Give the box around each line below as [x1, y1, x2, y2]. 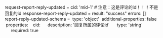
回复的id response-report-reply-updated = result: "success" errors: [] [4, 10, 146, 16]
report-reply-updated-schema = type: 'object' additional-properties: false [4, 16, 157, 22]
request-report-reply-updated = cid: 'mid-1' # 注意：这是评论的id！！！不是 [4, 4, 159, 10]
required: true [10, 28, 39, 33]
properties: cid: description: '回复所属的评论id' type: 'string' [5, 22, 143, 28]
